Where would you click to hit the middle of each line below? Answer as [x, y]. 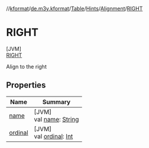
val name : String [56, 119]
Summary [56, 102]
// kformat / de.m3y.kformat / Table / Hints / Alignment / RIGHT [74, 9]
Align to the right [27, 66]
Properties [26, 85]
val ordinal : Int [54, 136]
